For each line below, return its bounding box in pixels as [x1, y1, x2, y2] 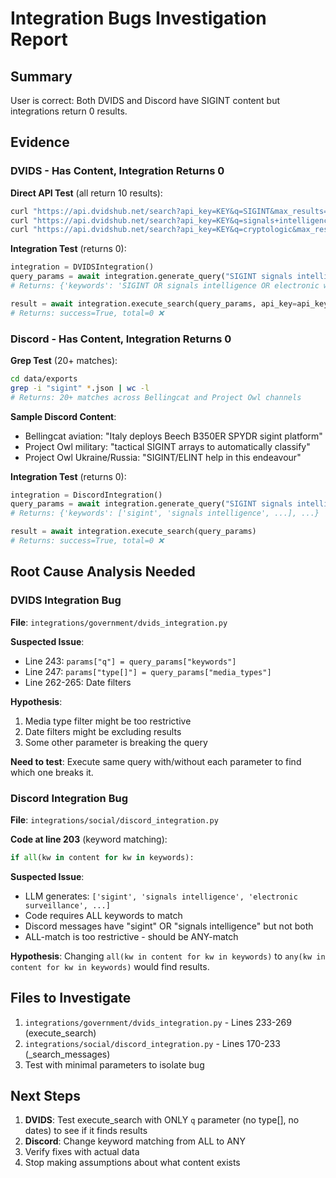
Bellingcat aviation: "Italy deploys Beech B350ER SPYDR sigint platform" [24, 430, 323, 442]
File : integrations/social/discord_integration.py [10, 813, 219, 826]
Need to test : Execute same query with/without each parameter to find [10, 755, 302, 767]
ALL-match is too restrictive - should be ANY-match [24, 930, 239, 942]
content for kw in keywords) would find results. [10, 960, 210, 972]
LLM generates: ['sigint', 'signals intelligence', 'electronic [24, 890, 298, 902]
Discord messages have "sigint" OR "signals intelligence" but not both [24, 920, 314, 932]
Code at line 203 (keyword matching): [10, 833, 168, 845]
